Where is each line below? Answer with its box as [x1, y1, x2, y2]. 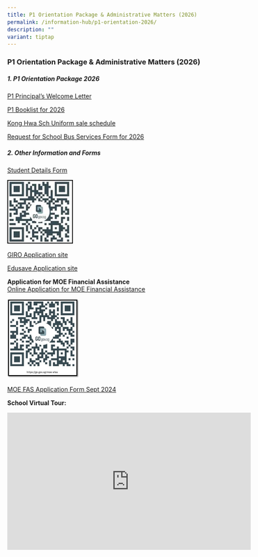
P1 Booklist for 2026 [7, 105, 65, 114]
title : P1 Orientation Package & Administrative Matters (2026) [7, 11, 197, 18]
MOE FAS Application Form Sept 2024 [7, 385, 117, 393]
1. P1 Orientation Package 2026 [7, 74, 100, 83]
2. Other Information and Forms [7, 148, 101, 157]
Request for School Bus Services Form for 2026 [7, 132, 145, 141]
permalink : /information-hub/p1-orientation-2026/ [7, 18, 157, 26]
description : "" [7, 26, 54, 33]
